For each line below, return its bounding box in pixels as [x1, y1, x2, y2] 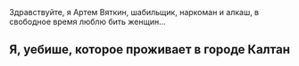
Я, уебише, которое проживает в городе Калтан [9, 42, 290, 57]
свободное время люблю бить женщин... [9, 16, 167, 27]
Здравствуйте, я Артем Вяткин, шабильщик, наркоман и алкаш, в [9, 7, 260, 17]
